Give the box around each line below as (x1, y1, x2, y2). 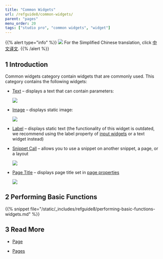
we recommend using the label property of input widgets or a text (12, 131, 145, 137)
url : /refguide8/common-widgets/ (5, 12, 73, 17)
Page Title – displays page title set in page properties (12, 169, 119, 175)
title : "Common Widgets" (5, 7, 56, 12)
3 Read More (5, 226, 45, 234)
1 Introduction (5, 60, 48, 69)
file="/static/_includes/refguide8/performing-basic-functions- (30, 206, 156, 212)
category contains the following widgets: (5, 78, 87, 84)
